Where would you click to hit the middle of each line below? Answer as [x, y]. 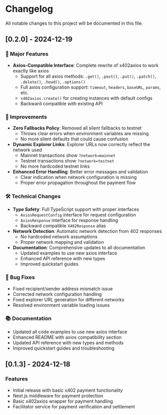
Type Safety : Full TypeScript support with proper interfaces [76, 209]
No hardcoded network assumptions [59, 237]
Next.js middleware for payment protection [58, 395]
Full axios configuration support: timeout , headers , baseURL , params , [91, 87]
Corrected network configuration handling [57, 294]
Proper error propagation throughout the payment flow [78, 183]
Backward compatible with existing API [61, 103]
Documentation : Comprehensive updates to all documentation [79, 248]
